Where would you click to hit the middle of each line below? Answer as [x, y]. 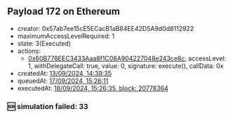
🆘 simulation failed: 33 [48, 106]
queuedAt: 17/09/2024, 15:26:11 [63, 81]
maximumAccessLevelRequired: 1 [66, 36]
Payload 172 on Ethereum [64, 12]
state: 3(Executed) [44, 43]
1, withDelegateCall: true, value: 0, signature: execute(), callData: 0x [126, 65]
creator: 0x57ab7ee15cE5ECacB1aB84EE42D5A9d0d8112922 [106, 28]
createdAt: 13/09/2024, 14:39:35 [65, 73]
